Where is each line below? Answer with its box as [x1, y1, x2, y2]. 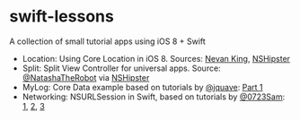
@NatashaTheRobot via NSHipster [22, 72, 150, 82]
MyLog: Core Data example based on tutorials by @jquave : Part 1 [22, 81, 263, 92]
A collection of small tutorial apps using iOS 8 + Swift [9, 36, 207, 47]
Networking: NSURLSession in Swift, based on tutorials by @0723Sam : [22, 91, 286, 102]
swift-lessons [9, 6, 114, 27]
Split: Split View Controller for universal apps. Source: [22, 63, 222, 73]
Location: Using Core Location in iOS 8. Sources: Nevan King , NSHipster [22, 53, 290, 64]
